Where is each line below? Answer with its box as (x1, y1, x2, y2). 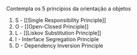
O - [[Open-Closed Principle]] (14, 23, 89, 30)
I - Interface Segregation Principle (14, 36, 99, 42)
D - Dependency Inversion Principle (14, 42, 103, 49)
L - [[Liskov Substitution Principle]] (14, 29, 102, 36)
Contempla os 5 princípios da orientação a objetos (6, 5, 131, 12)
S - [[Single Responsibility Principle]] (14, 17, 106, 23)
